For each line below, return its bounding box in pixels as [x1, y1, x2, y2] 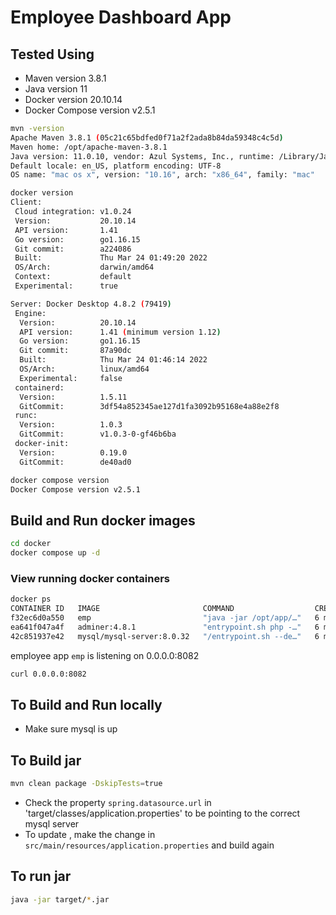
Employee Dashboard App [10, 6, 232, 29]
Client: [10, 197, 43, 208]
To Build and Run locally [10, 696, 163, 713]
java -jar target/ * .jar [10, 894, 110, 905]
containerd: [14, 382, 65, 393]
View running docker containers [10, 571, 170, 585]
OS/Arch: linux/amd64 [19, 364, 150, 374]
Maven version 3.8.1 [24, 72, 107, 84]
